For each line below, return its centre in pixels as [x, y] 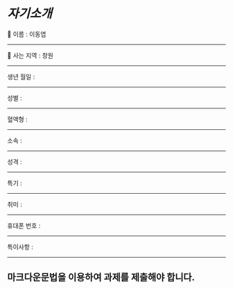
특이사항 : [20, 247]
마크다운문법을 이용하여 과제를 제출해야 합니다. [101, 278]
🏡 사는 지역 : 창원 [31, 55]
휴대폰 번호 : [24, 225]
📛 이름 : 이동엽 [27, 34]
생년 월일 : [21, 76]
